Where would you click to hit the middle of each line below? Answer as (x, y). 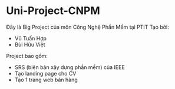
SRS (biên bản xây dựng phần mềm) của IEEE (70, 67)
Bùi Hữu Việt (30, 44)
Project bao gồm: (27, 56)
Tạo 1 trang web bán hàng (46, 80)
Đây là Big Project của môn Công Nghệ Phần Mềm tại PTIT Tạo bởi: (87, 27)
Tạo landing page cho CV (45, 73)
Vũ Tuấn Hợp (31, 38)
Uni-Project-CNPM (53, 11)
